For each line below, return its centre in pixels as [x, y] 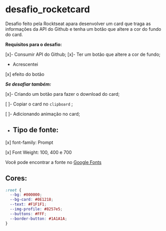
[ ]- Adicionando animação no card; [43, 114]
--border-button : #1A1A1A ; [39, 219]
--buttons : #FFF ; [28, 214]
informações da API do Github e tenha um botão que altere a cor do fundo [83, 29]
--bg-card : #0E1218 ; [32, 200]
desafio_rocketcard [48, 9]
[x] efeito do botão [25, 74]
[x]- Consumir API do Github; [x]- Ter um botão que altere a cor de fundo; [83, 54]
